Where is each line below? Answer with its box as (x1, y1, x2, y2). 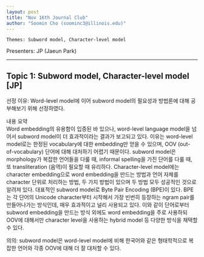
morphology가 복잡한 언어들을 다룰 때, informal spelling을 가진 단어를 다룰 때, (6, 156, 192, 163)
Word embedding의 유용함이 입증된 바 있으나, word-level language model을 (6, 125, 191, 132)
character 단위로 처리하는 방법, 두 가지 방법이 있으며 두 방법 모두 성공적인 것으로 (6, 179, 197, 186)
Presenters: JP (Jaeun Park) (6, 47, 77, 55)
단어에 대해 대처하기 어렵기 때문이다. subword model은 (45, 148, 176, 156)
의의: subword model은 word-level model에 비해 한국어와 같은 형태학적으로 (6, 237, 188, 244)
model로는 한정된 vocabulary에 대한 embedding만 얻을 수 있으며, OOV (6, 140, 177, 148)
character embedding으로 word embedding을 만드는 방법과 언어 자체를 (6, 171, 179, 178)
